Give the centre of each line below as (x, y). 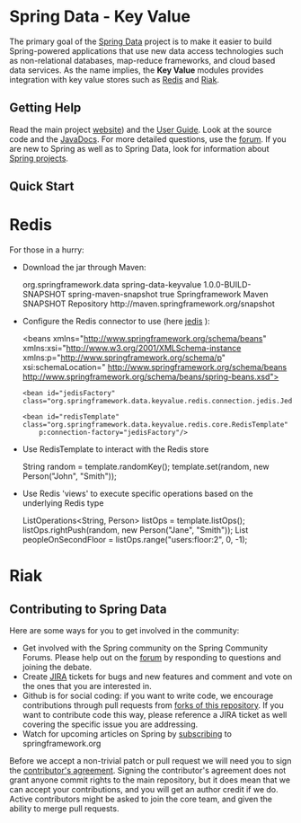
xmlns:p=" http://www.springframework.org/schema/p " (124, 358)
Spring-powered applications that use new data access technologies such (147, 50)
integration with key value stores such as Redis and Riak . (115, 79)
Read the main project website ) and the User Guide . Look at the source (141, 129)
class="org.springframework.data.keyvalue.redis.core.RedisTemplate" (155, 425)
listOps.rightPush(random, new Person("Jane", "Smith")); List (135, 530)
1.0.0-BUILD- (227, 285)
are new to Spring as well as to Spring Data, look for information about (139, 148)
